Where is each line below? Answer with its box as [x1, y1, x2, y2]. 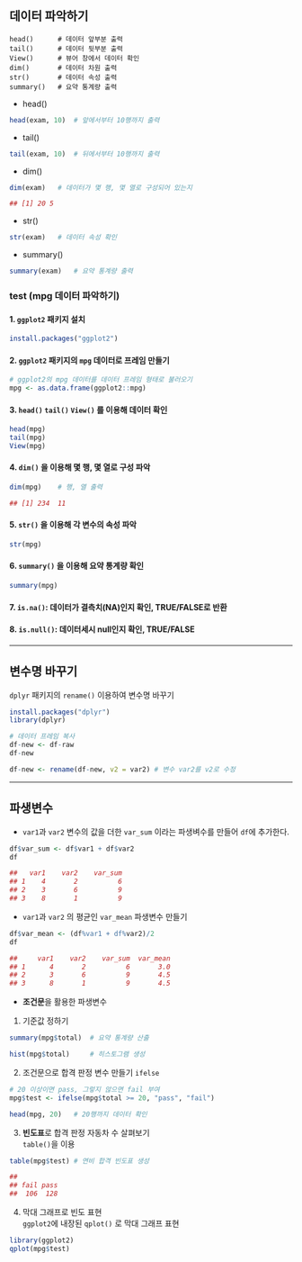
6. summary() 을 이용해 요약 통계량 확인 [9, 561, 144, 572]
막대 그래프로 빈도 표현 [22, 1207, 102, 1217]
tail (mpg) [9, 433, 47, 443]
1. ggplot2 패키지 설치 [9, 313, 85, 324]
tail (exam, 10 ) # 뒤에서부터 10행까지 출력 [9, 149, 160, 158]
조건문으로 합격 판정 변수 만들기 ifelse [22, 1067, 160, 1077]
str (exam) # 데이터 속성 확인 [9, 233, 118, 242]
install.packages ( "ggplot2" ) [9, 334, 119, 344]
